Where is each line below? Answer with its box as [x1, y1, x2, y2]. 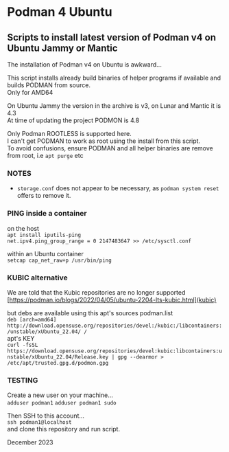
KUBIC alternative [7, 273, 69, 282]
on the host [7, 224, 40, 232]
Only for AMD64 [7, 89, 53, 96]
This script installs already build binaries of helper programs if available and [7, 74, 221, 82]
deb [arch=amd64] [7, 316, 57, 323]
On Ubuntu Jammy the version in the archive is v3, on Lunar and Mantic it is [7, 102, 221, 110]
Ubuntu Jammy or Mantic [7, 42, 118, 54]
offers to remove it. [16, 192, 71, 200]
